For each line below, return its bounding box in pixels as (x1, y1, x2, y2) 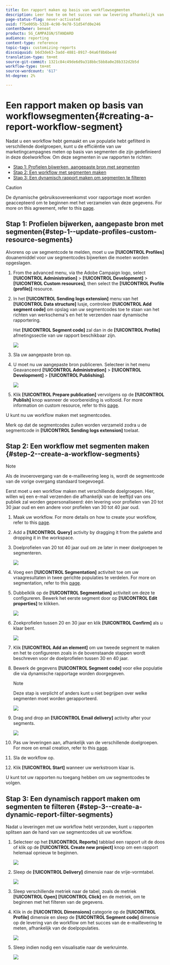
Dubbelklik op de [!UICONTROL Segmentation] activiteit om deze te (13, 590, 155, 596)
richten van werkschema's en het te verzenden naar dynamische (13, 312, 148, 318)
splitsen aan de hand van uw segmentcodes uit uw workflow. (6, 829, 133, 835)
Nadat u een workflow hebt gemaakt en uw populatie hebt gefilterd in (6, 138, 150, 144)
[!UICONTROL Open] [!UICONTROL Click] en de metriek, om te (13, 894, 146, 900)
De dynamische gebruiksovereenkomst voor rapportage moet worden (6, 194, 151, 200)
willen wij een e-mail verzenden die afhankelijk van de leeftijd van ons (6, 493, 151, 499)
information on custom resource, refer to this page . (13, 402, 120, 408)
